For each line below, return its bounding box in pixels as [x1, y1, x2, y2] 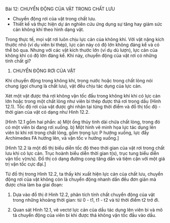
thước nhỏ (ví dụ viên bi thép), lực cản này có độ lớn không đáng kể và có [5, 42, 160, 48]
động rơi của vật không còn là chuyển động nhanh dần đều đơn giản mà [5, 176, 156, 182]
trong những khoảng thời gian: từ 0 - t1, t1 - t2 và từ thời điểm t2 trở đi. [12, 197, 160, 203]
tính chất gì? [5, 58, 32, 64]
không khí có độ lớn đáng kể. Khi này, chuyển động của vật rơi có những [5, 52, 157, 58]
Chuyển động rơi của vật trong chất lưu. [12, 16, 97, 21]
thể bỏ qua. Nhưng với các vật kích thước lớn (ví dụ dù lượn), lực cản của [5, 47, 158, 53]
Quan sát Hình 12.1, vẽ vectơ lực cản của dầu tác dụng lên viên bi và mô [12, 207, 163, 213]
